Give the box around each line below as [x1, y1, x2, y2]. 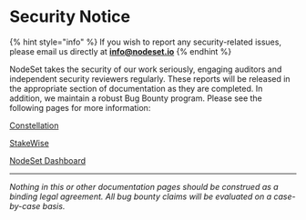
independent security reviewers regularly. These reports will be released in [9, 73, 291, 84]
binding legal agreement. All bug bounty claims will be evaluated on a [9, 191, 272, 202]
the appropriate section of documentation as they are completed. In [9, 83, 263, 94]
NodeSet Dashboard [9, 155, 87, 165]
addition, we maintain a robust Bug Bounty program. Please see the [9, 93, 262, 104]
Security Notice [9, 6, 130, 27]
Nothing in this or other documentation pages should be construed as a [9, 181, 280, 192]
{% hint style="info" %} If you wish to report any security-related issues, [9, 36, 282, 47]
